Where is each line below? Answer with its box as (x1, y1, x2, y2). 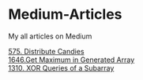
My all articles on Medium (8, 31, 92, 41)
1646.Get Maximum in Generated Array (8, 55, 135, 64)
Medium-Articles (8, 5, 122, 24)
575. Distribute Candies (8, 46, 85, 56)
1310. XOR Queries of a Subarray (8, 63, 115, 72)
